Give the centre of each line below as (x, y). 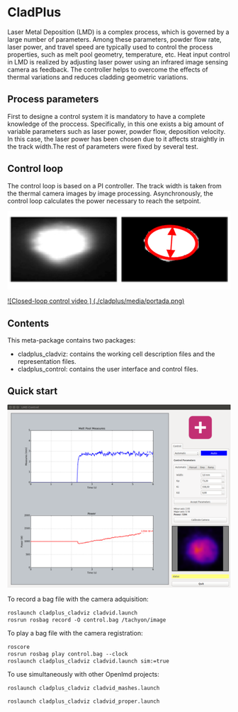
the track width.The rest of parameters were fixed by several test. (103, 147)
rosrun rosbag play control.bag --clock (68, 654)
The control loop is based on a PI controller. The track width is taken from (114, 185)
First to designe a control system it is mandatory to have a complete (106, 116)
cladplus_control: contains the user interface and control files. (108, 369)
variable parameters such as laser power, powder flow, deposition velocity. (117, 131)
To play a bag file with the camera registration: (75, 633)
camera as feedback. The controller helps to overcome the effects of (108, 69)
